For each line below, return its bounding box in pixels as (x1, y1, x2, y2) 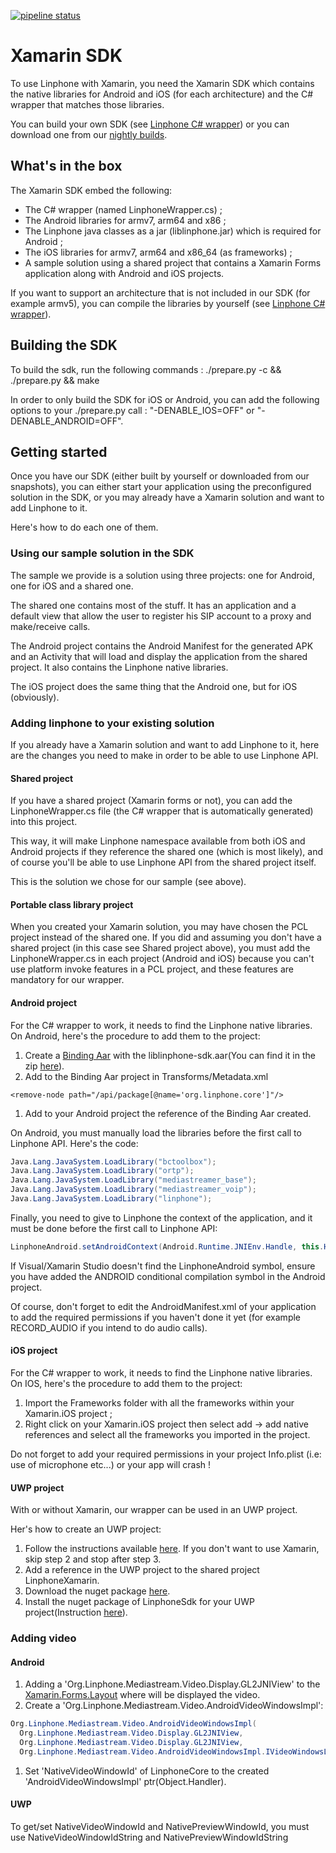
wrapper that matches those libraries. (10, 98, 165, 110)
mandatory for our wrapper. (10, 974, 125, 986)
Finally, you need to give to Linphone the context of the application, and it (10, 1211, 313, 1224)
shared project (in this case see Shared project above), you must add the (10, 942, 311, 954)
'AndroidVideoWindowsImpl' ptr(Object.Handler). (24, 1775, 227, 1787)
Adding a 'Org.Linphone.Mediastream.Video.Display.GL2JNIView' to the (24, 1678, 321, 1690)
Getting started (10, 443, 108, 460)
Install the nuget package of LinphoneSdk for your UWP (24, 1596, 255, 1608)
